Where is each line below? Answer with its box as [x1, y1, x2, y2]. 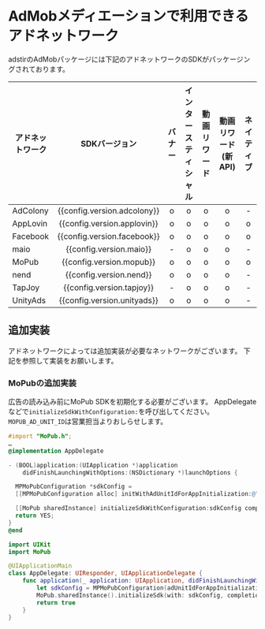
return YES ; [15, 512, 55, 520]
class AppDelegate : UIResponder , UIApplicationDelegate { [8, 569, 203, 578]
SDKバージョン [80, 138, 137, 149]
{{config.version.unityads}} [58, 295, 159, 306]
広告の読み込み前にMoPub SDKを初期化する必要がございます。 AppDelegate [8, 397, 257, 407]
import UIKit [8, 541, 51, 549]
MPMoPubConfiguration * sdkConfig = [15, 482, 132, 491]
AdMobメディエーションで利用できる [8, 7, 249, 25]
